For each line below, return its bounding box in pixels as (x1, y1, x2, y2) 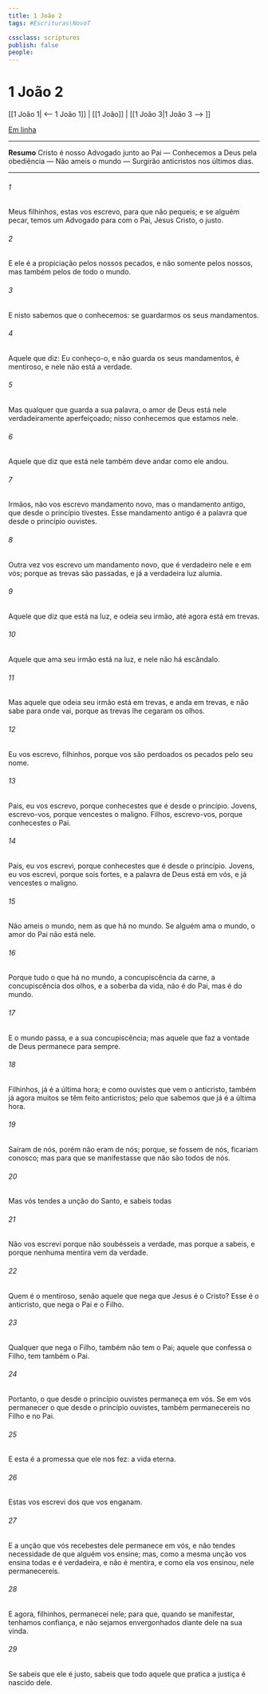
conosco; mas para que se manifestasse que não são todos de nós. (8, 1153, 231, 1163)
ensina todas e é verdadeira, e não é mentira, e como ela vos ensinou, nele (8, 1557, 254, 1567)
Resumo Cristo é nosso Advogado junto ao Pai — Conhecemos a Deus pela (8, 148, 258, 158)
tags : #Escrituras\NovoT (8, 19, 91, 27)
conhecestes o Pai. (8, 818, 72, 827)
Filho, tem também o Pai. (8, 1351, 90, 1360)
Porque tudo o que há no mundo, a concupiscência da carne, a (8, 973, 215, 983)
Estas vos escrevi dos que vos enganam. (8, 1497, 143, 1507)
